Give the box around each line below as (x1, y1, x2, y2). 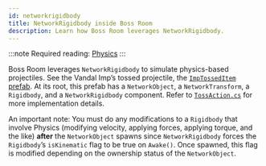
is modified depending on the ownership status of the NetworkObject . (8, 148, 237, 158)
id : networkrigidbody (8, 11, 81, 20)
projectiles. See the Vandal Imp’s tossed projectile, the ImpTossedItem (8, 73, 237, 83)
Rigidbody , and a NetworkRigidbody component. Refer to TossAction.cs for (8, 90, 253, 100)
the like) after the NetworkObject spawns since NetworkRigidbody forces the (8, 131, 257, 141)
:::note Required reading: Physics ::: (8, 49, 126, 59)
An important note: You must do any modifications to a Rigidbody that (8, 114, 239, 124)
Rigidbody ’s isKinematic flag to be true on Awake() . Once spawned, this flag (8, 140, 259, 150)
